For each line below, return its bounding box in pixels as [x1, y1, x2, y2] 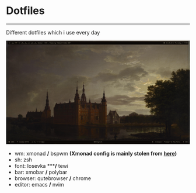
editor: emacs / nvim [14, 181, 64, 188]
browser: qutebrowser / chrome [14, 174, 92, 182]
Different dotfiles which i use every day [6, 29, 100, 36]
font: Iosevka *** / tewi [14, 162, 69, 169]
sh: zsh [14, 156, 32, 163]
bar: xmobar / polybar [14, 168, 68, 175]
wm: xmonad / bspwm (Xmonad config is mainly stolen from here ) [14, 150, 177, 157]
